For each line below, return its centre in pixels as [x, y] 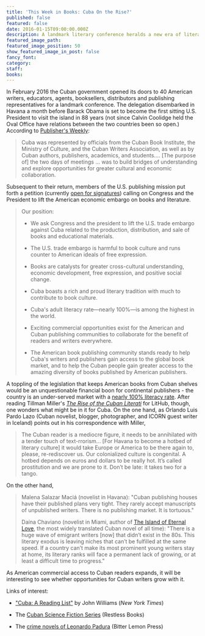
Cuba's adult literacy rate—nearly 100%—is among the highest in [112, 309]
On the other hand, [30, 485]
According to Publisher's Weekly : [48, 131]
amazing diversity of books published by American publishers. [109, 372]
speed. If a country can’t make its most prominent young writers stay [108, 548]
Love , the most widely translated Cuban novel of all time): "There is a [108, 529]
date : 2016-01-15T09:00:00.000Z [47, 29]
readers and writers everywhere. [71, 341]
